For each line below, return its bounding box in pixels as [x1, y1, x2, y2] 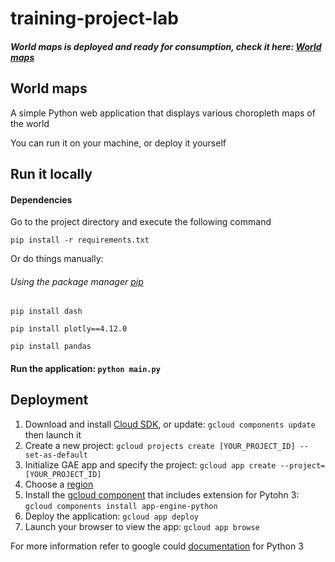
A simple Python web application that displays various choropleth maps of [10, 107, 316, 119]
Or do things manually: [10, 253, 104, 265]
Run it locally [10, 165, 93, 182]
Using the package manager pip [10, 275, 144, 287]
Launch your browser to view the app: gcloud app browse [24, 520, 260, 532]
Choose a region [24, 478, 94, 490]
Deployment [10, 392, 89, 409]
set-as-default [24, 450, 89, 460]
